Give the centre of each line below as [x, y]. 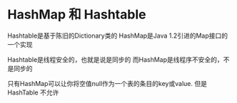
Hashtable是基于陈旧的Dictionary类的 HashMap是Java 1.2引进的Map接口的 [118, 36]
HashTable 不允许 [33, 92]
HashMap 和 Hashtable [77, 15]
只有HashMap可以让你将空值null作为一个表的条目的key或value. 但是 [107, 83]
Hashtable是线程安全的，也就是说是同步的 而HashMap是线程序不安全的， [115, 59]
